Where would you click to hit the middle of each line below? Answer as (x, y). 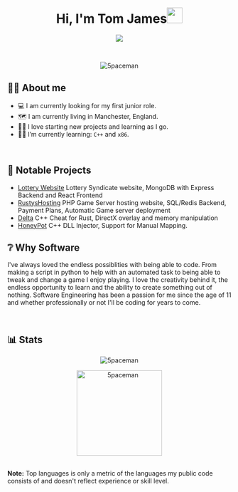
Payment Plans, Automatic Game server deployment (94, 210)
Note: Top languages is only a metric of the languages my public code (110, 473)
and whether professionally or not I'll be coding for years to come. (104, 303)
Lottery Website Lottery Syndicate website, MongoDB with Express (116, 187)
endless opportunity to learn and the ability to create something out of (110, 288)
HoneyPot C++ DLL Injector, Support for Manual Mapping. (103, 225)
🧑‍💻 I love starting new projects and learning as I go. (93, 126)
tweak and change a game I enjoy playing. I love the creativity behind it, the (118, 280)
